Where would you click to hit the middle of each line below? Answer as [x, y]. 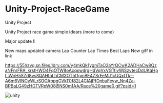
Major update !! [20, 41]
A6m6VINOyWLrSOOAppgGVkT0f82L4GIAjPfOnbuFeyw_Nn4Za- [70, 81]
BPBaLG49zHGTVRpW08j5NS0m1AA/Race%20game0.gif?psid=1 [71, 86]
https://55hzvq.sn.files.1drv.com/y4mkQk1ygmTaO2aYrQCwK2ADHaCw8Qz [81, 65]
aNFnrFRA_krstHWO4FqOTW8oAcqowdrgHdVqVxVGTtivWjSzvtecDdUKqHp [81, 70]
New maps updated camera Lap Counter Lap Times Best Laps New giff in [79, 51]
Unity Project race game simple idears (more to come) [60, 32]
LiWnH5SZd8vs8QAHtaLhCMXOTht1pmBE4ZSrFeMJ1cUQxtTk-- [70, 75]
